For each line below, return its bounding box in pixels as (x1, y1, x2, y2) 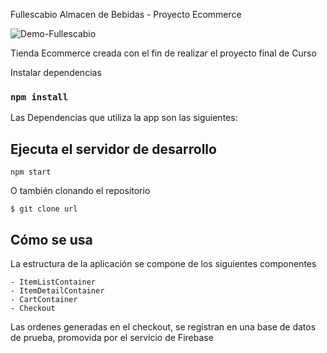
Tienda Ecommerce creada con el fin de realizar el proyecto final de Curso (10, 47, 317, 59)
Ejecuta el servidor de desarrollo (10, 140, 217, 158)
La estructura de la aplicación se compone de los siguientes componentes (10, 257, 317, 269)
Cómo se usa (10, 231, 93, 248)
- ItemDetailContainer (10, 285, 105, 296)
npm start (10, 167, 52, 178)
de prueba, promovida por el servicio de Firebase (10, 331, 214, 343)
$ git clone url (10, 204, 78, 214)
